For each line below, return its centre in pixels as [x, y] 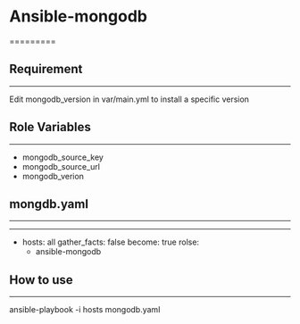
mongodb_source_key [63, 157]
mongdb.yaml [49, 204]
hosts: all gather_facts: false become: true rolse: [110, 242]
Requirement [46, 69]
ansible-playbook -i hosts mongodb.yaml [85, 310]
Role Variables [50, 127]
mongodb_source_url [61, 166]
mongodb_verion [53, 176]
